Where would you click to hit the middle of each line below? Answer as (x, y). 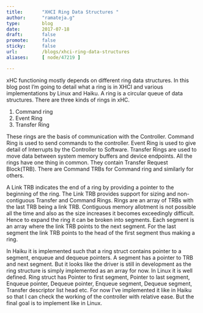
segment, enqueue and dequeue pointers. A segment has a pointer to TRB (100, 257)
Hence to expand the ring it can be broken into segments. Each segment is (100, 219)
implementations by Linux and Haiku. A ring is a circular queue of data (95, 93)
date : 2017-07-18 (38, 29)
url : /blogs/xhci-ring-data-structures (68, 52)
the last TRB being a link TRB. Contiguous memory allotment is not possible (101, 207)
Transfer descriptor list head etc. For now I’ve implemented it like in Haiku (99, 290)
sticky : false (31, 46)
